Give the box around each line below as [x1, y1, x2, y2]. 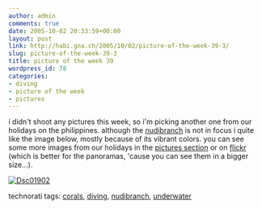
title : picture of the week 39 [8, 58, 114, 66]
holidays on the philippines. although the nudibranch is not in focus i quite [8, 126, 255, 135]
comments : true [8, 19, 60, 28]
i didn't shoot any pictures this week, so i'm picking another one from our [8, 117, 252, 126]
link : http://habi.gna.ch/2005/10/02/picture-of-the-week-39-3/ [8, 42, 230, 50]
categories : [8, 72, 49, 80]
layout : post [8, 34, 53, 43]
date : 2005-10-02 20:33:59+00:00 [8, 27, 121, 35]
